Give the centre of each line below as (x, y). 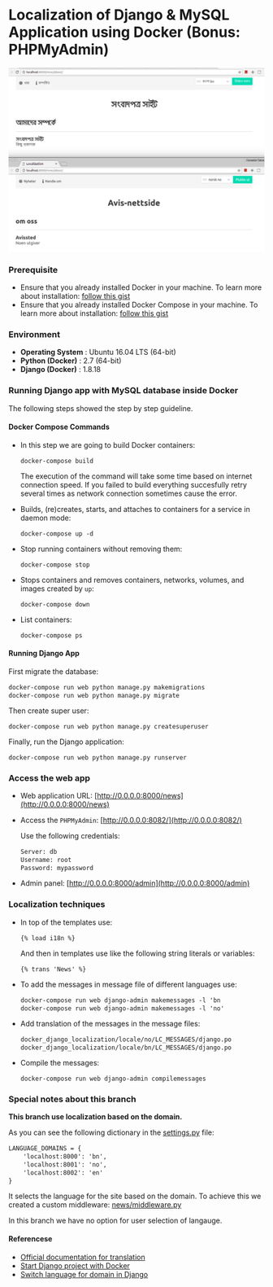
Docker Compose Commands (59, 427)
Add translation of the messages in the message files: (110, 1023)
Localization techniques (57, 904)
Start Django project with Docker (75, 1266)
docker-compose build (56, 461)
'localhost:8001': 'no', (65, 1164)
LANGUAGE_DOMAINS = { (45, 1148)
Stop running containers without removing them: (101, 549)
